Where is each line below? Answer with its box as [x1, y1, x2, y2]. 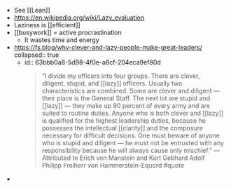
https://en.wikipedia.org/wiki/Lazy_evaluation [13, 13, 145, 22]
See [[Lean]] [13, 6, 50, 14]
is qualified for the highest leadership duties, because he [41, 116, 206, 125]
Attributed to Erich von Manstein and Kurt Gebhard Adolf [41, 154, 205, 162]
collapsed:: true [13, 51, 59, 59]
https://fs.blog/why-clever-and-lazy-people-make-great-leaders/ [13, 43, 203, 51]
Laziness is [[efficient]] [13, 21, 80, 29]
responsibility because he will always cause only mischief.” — [41, 147, 220, 154]
